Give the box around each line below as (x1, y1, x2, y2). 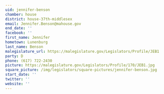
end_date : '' (5, 26, 32, 31)
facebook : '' (5, 30, 32, 35)
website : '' (5, 81, 30, 86)
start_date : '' (5, 72, 37, 77)
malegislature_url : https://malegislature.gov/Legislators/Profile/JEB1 (5, 49, 160, 54)
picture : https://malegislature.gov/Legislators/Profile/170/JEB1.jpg (5, 63, 155, 68)
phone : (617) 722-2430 (5, 58, 52, 63)
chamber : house (5, 12, 37, 17)
